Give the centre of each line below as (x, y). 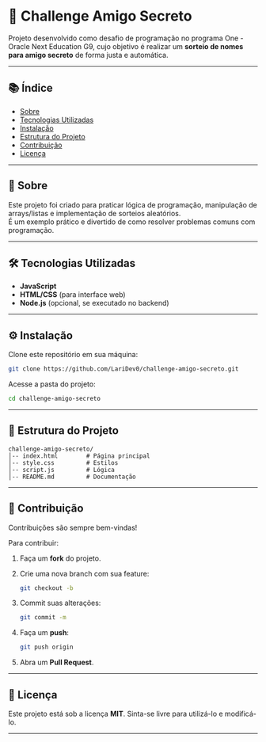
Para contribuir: (34, 542)
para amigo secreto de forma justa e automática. (88, 55)
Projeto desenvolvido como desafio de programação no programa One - (126, 38)
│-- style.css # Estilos (63, 462)
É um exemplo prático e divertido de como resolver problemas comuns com (132, 222)
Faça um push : (44, 633)
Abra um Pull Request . (57, 662)
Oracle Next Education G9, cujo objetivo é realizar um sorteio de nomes (126, 46)
